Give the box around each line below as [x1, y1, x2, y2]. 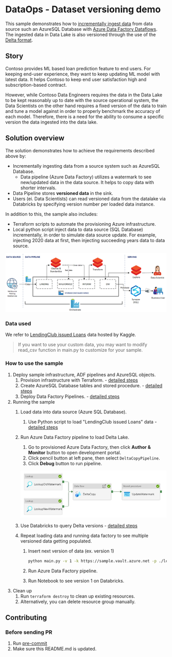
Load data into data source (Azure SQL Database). [20, 409, 127, 415]
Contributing [5, 613, 47, 622]
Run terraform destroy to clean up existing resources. [20, 593, 135, 599]
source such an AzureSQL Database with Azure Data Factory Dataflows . [5, 26, 158, 32]
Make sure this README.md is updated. [12, 646, 97, 652]
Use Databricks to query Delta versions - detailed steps [20, 522, 138, 529]
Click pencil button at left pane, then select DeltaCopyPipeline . [28, 455, 160, 461]
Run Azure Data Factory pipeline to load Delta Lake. [20, 434, 130, 440]
